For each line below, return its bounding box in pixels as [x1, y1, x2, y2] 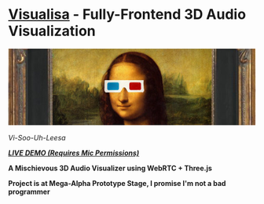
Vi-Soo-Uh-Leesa [8, 133, 66, 143]
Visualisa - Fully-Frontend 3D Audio [8, 5, 246, 24]
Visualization [8, 22, 96, 40]
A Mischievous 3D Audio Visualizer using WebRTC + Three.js [8, 163, 212, 173]
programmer [8, 187, 50, 197]
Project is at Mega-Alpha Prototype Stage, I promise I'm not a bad [8, 179, 226, 188]
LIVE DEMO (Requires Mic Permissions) [8, 148, 140, 158]
